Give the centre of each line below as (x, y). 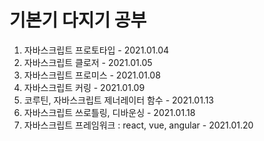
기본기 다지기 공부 (78, 20)
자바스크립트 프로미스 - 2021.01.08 (92, 75)
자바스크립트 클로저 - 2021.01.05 (88, 62)
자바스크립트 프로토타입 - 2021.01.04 (96, 50)
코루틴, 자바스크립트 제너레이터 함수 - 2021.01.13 (119, 100)
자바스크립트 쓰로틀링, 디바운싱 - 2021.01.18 (109, 112)
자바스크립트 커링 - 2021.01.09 (84, 87)
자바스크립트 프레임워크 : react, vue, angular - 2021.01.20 (138, 125)
